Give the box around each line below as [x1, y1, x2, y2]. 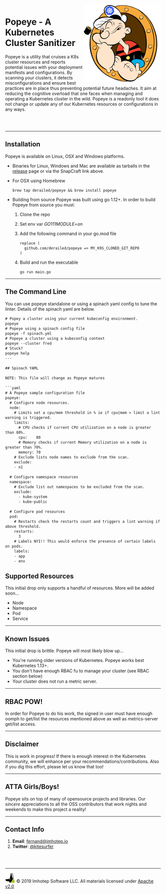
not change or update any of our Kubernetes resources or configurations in [5, 101, 158, 107]
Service [12, 615, 28, 622]
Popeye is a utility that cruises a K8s [5, 53, 79, 59]
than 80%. [5, 430, 26, 435]
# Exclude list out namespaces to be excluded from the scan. [14, 484, 145, 489]
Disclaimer [5, 740, 39, 749]
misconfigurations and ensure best [5, 80, 76, 86]
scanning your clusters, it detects [5, 75, 73, 81]
